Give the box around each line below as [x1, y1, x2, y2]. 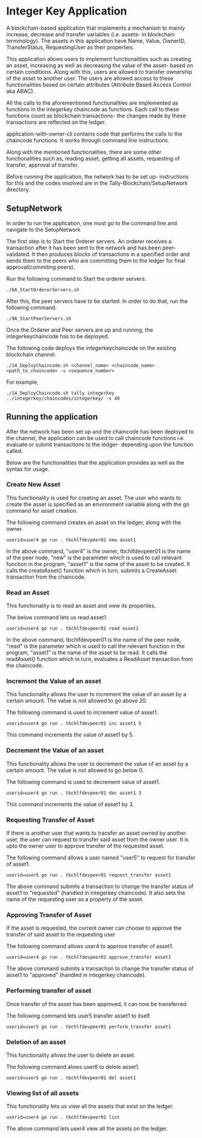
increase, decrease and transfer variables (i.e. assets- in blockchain [6, 30, 175, 38]
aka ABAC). [6, 87, 35, 94]
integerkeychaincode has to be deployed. [6, 332, 110, 340]
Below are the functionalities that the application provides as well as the [6, 459, 185, 466]
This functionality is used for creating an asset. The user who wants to [6, 494, 181, 501]
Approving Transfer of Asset [6, 910, 92, 919]
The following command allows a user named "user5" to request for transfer [6, 854, 196, 861]
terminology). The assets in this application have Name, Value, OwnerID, [6, 37, 186, 44]
